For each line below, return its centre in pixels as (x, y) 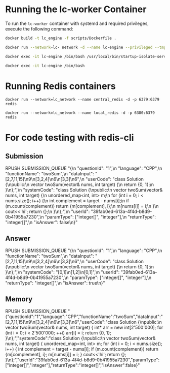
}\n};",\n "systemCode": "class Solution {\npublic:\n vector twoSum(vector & (84, 190)
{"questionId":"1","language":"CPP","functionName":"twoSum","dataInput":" (84, 317)
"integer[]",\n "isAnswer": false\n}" (41, 223)
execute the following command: (39, 28)
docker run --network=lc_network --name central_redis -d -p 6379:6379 (82, 100)
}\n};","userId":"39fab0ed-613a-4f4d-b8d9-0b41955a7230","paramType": (82, 360)
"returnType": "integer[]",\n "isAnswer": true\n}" (55, 283)
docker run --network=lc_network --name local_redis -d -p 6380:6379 (80, 113)
